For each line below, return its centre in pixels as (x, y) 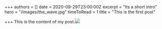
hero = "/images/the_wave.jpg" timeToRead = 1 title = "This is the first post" (80, 12)
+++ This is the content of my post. (40, 22)
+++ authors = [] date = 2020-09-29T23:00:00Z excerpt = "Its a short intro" (81, 7)
